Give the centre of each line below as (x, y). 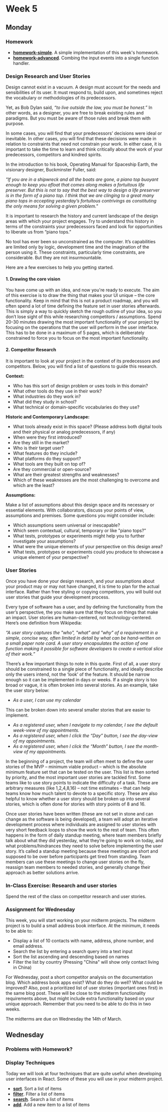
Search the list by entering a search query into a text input (73, 951)
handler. (21, 63)
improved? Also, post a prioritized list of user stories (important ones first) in (84, 988)
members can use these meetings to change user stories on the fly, (75, 862)
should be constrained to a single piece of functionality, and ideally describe (84, 669)
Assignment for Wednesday (40, 909)
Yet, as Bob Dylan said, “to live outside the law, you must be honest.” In (79, 108)
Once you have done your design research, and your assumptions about (80, 581)
